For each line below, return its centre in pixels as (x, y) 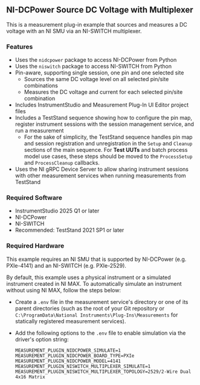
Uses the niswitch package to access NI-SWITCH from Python (93, 67)
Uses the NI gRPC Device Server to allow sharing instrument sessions (102, 169)
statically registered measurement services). (70, 321)
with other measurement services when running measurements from (100, 176)
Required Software (34, 198)
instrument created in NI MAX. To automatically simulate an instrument (94, 283)
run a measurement (39, 131)
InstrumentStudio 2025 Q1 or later (57, 211)
